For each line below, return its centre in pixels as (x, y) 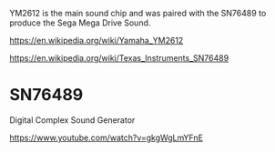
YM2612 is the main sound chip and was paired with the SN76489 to (138, 13)
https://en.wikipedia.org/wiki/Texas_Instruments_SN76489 (119, 58)
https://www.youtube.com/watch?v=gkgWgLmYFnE (106, 137)
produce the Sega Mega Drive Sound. (80, 23)
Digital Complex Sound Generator (72, 120)
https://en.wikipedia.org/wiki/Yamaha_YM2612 (97, 41)
